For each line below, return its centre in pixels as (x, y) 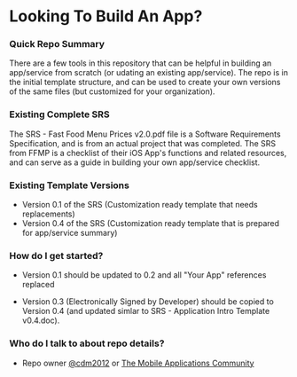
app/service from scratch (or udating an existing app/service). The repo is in (148, 73)
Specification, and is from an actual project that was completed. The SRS (143, 143)
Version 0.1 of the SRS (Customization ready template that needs (140, 205)
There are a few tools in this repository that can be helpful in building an (141, 63)
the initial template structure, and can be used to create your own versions (145, 82)
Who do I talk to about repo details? (87, 343)
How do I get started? (56, 256)
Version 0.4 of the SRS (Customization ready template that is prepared (151, 224)
